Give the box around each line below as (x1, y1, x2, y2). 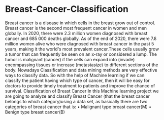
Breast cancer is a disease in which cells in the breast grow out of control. (5, 20, 155, 26)
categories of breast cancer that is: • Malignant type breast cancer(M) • (5, 104, 152, 110)
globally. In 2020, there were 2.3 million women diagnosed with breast (5, 30, 148, 36)
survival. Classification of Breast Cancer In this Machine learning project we (5, 88, 159, 94)
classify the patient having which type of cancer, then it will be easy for (5, 78, 150, 83)
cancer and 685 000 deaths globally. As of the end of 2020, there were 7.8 (5, 36, 157, 41)
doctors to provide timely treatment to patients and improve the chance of (5, 82, 155, 88)
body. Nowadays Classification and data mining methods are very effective (5, 67, 158, 73)
